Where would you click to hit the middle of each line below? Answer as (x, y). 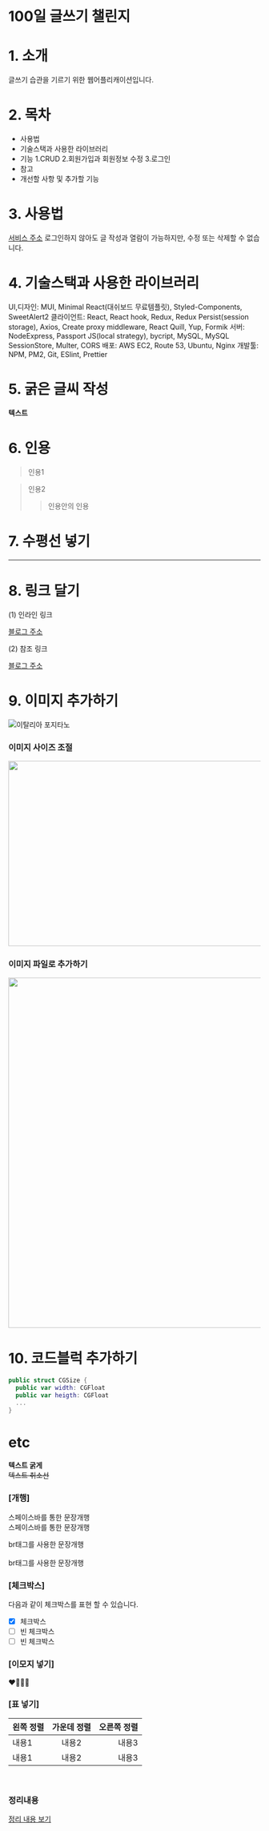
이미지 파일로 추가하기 (48, 964)
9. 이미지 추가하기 (63, 701)
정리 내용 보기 (30, 1819)
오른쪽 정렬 (118, 1727)
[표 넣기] (24, 1705)
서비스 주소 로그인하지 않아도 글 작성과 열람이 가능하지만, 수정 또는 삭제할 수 (127, 238)
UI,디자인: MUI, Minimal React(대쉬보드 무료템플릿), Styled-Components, (125, 307)
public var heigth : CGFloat (62, 1395)
